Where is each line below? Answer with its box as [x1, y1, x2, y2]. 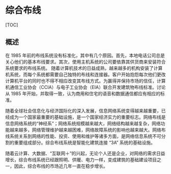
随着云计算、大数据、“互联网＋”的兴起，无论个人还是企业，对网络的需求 [5, 150, 157, 156]
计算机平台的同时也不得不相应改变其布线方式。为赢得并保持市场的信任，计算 [5, 77, 166, 84]
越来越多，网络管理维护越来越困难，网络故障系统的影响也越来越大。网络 [9, 127, 161, 133]
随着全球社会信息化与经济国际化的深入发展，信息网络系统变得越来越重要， [5, 107, 161, 113]
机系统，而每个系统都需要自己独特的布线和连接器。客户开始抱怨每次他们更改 [5, 71, 166, 77]
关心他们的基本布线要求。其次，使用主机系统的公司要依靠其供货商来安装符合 [5, 59, 166, 65]
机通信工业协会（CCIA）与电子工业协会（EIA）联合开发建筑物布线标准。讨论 [5, 84, 166, 90]
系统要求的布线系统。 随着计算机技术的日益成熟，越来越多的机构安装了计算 [5, 65, 163, 71]
